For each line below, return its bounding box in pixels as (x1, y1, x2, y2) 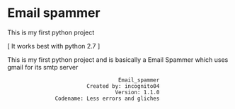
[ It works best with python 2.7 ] (7, 41, 101, 50)
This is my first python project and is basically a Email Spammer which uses (7, 55, 229, 64)
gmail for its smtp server (7, 63, 79, 71)
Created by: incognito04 (86, 82, 160, 89)
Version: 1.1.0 (115, 89, 160, 96)
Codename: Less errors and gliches (55, 95, 160, 102)
